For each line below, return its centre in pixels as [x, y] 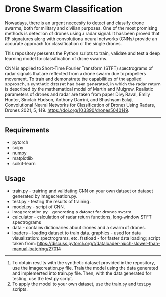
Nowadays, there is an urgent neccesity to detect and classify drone [75, 23]
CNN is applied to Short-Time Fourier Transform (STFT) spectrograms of [79, 68]
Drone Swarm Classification [64, 9]
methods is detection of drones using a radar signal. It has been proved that [82, 33]
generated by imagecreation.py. [45, 196]
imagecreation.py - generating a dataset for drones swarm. [72, 212]
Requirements [27, 130]
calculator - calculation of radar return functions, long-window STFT [82, 217]
